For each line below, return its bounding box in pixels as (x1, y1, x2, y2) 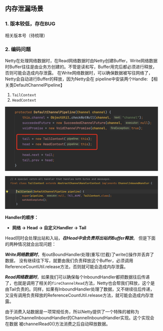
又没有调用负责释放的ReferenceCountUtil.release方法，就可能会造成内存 (5, 293, 149, 298)
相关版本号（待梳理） (5, 32, 48, 38)
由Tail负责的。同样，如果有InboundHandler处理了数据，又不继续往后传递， (5, 286, 155, 292)
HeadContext (12, 98, 36, 103)
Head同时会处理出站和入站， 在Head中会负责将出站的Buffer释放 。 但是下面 (5, 235, 156, 241)
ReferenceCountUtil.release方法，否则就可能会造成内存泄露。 (5, 264, 129, 270)
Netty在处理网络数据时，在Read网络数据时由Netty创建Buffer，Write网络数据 (5, 57, 158, 63)
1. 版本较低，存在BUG (5, 20, 56, 27)
